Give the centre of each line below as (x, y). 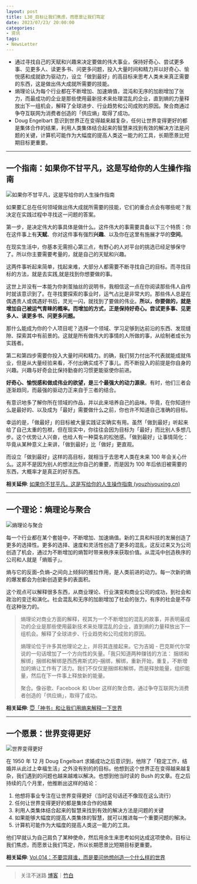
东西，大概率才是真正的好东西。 (45, 471)
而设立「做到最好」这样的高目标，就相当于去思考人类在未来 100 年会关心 (94, 456)
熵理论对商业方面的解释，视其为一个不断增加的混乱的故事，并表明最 (103, 619)
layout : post (22, 11)
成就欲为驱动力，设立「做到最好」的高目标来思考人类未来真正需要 (110, 76)
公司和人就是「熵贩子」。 (36, 559)
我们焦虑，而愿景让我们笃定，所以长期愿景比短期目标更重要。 (81, 845)
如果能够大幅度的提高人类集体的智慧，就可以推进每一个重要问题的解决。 (102, 818)
